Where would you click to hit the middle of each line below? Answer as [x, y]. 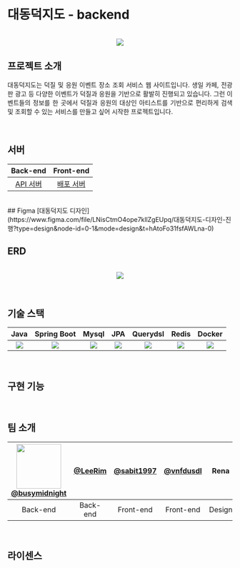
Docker [210, 334]
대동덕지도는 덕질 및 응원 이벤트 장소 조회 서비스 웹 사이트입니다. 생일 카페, [113, 85]
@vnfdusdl [183, 470]
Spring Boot [55, 334]
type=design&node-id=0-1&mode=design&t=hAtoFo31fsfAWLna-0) [115, 228]
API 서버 [29, 184]
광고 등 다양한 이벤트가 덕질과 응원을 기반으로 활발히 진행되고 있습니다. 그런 [120, 93]
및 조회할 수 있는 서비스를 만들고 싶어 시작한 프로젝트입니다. [90, 111]
